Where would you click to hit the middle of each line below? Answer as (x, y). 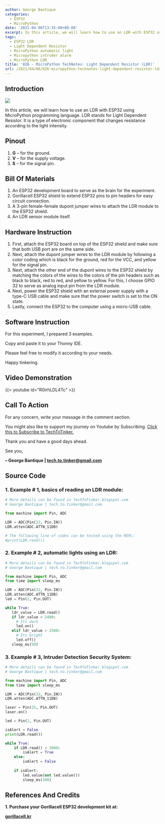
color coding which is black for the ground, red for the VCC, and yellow (84, 260)
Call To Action (27, 405)
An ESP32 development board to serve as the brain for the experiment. (84, 191)
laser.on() (16, 712)
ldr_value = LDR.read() (36, 612)
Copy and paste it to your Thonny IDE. (44, 343)
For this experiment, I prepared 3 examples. (49, 334)
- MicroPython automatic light (41, 51)
